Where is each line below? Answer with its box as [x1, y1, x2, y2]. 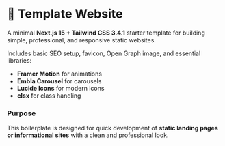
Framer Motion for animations [16, 70, 103, 78]
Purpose [7, 108, 36, 118]
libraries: [7, 56, 32, 64]
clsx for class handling [16, 91, 81, 100]
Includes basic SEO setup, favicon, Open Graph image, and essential [7, 49, 201, 57]
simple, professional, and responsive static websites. [7, 35, 156, 44]
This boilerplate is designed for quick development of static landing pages [7, 124, 218, 132]
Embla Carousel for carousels [16, 76, 102, 85]
